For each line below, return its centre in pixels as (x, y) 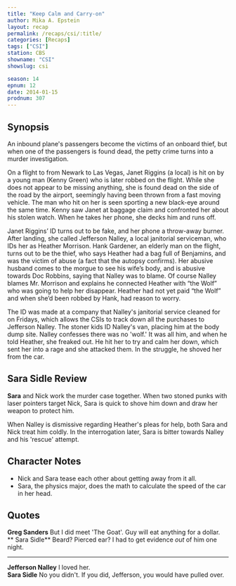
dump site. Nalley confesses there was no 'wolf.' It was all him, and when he (117, 334)
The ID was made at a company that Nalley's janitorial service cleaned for (114, 312)
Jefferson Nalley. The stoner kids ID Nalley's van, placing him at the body (113, 326)
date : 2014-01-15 (33, 92)
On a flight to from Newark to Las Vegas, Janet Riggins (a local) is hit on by (116, 172)
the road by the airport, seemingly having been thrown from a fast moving (114, 195)
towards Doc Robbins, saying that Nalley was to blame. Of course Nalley (112, 276)
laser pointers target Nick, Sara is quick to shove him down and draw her (112, 403)
